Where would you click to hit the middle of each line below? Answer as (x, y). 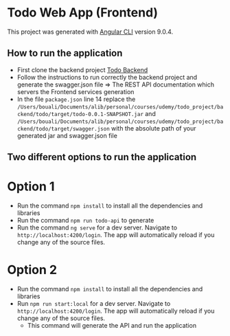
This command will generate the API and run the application (112, 326)
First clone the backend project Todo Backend (82, 69)
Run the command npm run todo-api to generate (85, 221)
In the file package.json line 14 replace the (76, 99)
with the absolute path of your (153, 128)
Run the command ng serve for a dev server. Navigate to (97, 227)
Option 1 (31, 187)
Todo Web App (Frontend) (83, 13)
